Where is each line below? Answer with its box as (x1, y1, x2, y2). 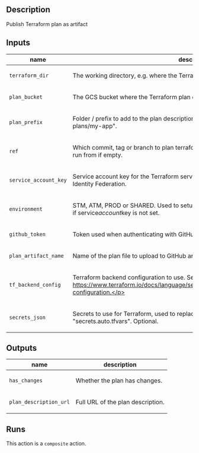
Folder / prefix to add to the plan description (72, 114, 195, 122)
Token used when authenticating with (72, 230, 177, 238)
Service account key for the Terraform (72, 172, 179, 180)
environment (9, 205, 43, 213)
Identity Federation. (72, 179, 127, 188)
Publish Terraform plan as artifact (6, 20, 88, 27)
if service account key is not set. (72, 208, 160, 217)
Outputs (6, 343, 37, 353)
